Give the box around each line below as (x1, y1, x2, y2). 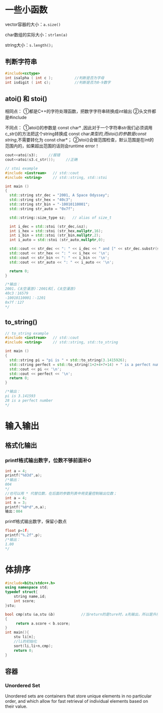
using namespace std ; (5, 585, 49, 590)
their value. (5, 703, 28, 710)
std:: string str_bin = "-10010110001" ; (9, 202, 90, 207)
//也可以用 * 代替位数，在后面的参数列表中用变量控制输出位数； (5, 491, 117, 496)
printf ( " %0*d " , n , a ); (5, 504, 47, 509)
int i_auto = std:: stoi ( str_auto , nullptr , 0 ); (9, 238, 105, 243)
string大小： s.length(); (5, 42, 53, 48)
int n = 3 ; (5, 500, 27, 505)
